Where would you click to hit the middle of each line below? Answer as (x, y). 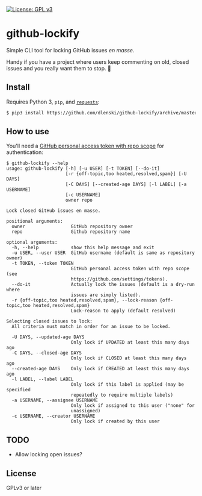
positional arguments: (35, 222)
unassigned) (86, 411)
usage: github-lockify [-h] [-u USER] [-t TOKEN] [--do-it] (83, 169)
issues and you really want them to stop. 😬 (59, 68)
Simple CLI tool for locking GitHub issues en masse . (70, 50)
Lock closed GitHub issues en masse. (54, 211)
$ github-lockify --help (37, 163)
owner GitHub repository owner (72, 227)
